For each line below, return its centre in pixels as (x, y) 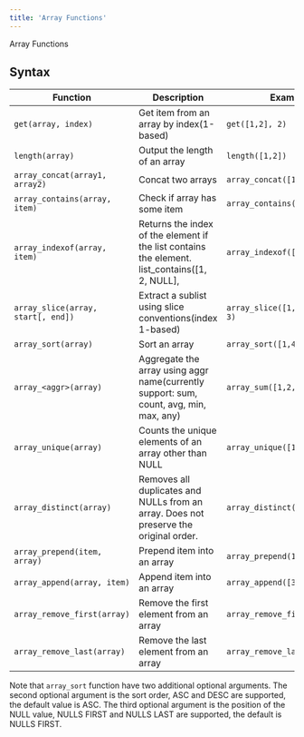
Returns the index (176, 224)
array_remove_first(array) (72, 614)
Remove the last (173, 641)
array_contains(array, (62, 199)
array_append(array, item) (72, 583)
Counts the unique (178, 430)
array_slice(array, (56, 308)
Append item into (175, 577)
